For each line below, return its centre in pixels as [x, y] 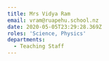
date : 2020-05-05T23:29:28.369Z [54, 27]
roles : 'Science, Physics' [47, 33]
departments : [26, 40]
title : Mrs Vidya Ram [39, 14]
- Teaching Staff [39, 46]
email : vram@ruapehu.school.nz [53, 20]
